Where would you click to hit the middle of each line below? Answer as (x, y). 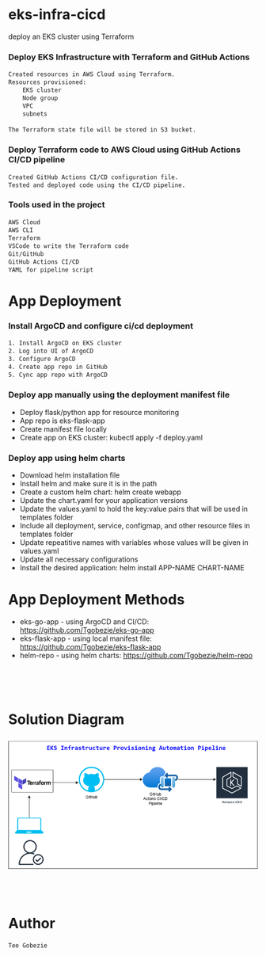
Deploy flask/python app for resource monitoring (99, 412)
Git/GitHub (26, 254)
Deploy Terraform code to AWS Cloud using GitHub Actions (125, 150)
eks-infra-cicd (57, 15)
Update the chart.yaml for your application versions (104, 500)
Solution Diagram (66, 720)
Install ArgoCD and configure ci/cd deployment (101, 326)
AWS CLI (21, 230)
